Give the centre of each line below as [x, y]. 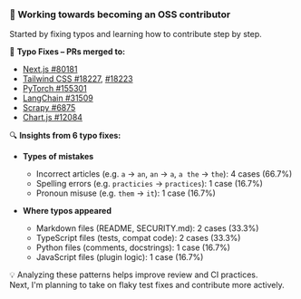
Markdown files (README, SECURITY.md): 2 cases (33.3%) [147, 228]
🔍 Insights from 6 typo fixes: [65, 136]
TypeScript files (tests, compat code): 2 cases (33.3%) [138, 238]
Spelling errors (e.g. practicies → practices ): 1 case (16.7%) [149, 184]
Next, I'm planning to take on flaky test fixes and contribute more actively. [147, 285]
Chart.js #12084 [53, 118]
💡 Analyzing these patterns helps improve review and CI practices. [134, 275]
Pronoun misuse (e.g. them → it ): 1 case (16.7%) [126, 193]
